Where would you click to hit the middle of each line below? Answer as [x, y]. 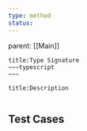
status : [21, 23]
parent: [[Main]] [34, 45]
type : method [30, 15]
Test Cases [36, 119]
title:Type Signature [44, 60]
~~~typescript [32, 67]
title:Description [38, 88]
